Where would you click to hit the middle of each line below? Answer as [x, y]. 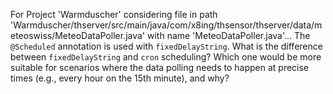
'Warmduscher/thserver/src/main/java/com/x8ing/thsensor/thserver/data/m [166, 25]
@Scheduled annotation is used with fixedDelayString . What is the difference [166, 46]
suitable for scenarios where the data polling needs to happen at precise [160, 67]
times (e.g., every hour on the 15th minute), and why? [120, 78]
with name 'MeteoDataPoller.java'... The [228, 35]
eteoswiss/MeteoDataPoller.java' [78, 35]
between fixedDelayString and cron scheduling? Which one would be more [166, 57]
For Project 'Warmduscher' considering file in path [114, 14]
